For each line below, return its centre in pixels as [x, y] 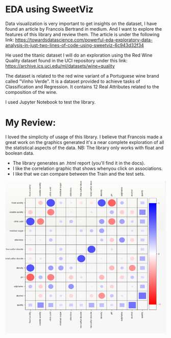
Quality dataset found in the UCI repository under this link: [66, 60]
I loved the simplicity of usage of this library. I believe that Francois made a [84, 137]
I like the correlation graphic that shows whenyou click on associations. [88, 168]
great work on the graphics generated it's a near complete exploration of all [85, 142]
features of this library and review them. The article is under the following [82, 34]
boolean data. [20, 153]
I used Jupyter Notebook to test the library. [51, 102]
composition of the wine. [31, 92]
